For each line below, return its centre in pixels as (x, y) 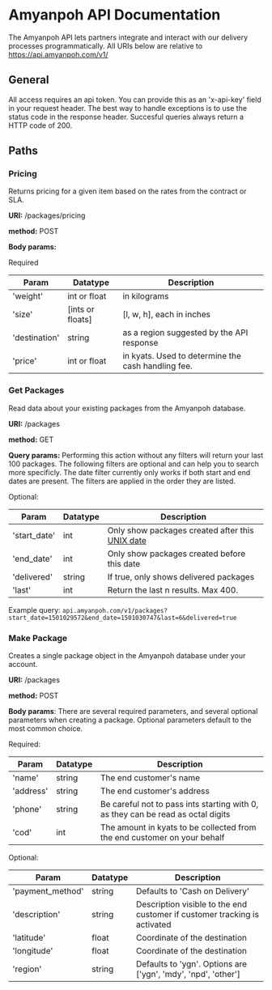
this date (124, 563)
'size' (23, 315)
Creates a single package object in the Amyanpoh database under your (127, 656)
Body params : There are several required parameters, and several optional (133, 712)
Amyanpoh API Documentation (115, 15)
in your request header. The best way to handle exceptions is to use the (128, 108)
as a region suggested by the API (185, 333)
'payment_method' (48, 891)
